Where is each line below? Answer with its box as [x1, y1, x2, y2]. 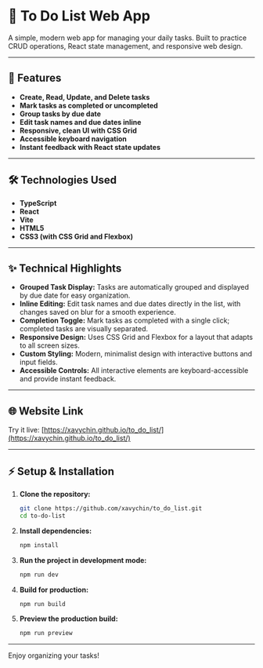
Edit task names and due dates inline [19, 117, 142, 126]
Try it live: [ [8, 425, 45, 435]
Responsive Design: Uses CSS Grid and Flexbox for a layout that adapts [19, 333, 253, 342]
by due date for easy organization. [19, 290, 131, 301]
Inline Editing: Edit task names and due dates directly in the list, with [19, 299, 241, 308]
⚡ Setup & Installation [8, 465, 115, 478]
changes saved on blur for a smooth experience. [19, 308, 176, 317]
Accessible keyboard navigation [19, 133, 128, 144]
